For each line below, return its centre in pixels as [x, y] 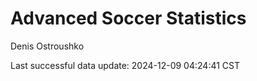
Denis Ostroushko [47, 46]
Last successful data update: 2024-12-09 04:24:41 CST [125, 65]
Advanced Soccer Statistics [128, 18]
